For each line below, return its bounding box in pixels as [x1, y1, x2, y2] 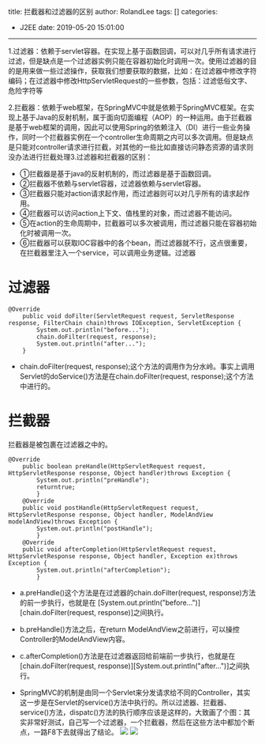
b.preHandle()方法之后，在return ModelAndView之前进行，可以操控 [19, 624, 240, 634]
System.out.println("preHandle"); [36, 476, 150, 484]
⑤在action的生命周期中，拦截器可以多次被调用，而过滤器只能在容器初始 [19, 218, 257, 228]
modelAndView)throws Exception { [8, 517, 118, 526]
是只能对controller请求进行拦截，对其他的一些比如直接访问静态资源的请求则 [8, 142, 254, 152]
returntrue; [36, 483, 77, 491]
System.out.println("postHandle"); [36, 524, 154, 532]
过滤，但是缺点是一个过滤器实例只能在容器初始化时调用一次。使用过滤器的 [8, 56, 250, 66]
